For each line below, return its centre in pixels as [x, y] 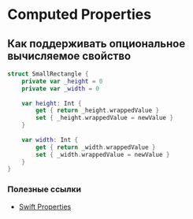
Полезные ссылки [45, 189]
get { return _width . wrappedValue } [96, 147]
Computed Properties [79, 15]
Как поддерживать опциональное [96, 44]
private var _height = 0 [62, 81]
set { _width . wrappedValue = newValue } [103, 154]
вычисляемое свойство [69, 56]
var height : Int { [52, 103]
